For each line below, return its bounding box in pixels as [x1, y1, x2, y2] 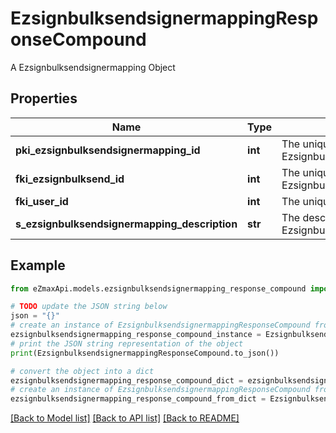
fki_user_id [15, 194, 69, 208]
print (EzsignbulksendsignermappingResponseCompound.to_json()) [10, 348, 280, 358]
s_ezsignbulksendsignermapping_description [15, 217, 238, 231]
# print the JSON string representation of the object [10, 338, 244, 349]
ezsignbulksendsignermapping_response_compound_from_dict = [10, 394, 267, 404]
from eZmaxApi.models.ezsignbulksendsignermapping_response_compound [10, 283, 307, 294]
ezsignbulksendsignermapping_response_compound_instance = [10, 330, 262, 340]
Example [10, 257, 66, 274]
